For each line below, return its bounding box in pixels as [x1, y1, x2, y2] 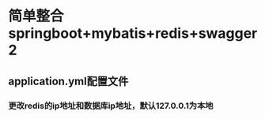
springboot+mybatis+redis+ [8, 24, 199, 43]
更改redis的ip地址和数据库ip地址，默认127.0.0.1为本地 [8, 100, 214, 111]
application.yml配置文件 [8, 74, 129, 87]
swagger [198, 24, 258, 43]
